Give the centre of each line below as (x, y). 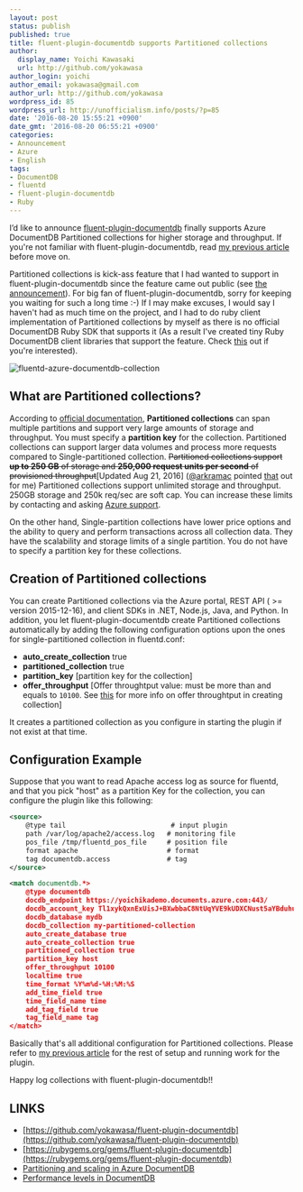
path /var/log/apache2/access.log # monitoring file (131, 834)
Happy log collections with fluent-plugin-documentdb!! (111, 1080)
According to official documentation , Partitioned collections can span (140, 418)
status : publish (40, 26)
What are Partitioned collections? (105, 396)
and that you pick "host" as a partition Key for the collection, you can (138, 791)
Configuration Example (76, 760)
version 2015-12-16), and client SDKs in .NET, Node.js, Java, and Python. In (149, 610)
